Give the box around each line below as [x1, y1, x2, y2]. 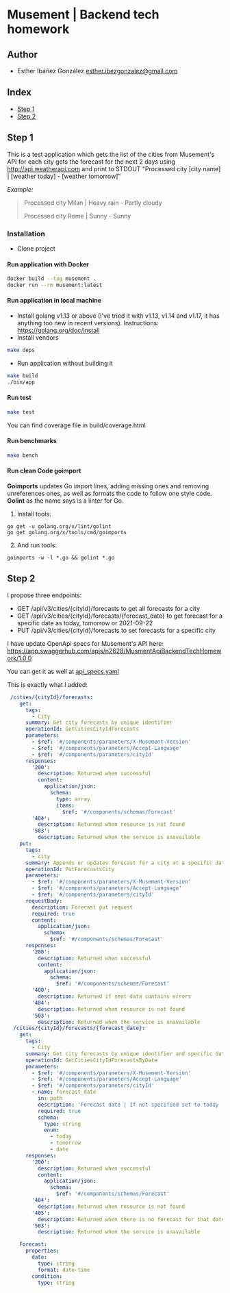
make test [7, 408, 36, 416]
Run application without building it [16, 359, 113, 367]
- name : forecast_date [31, 1089, 97, 1096]
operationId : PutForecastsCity [25, 866, 115, 873]
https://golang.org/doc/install [16, 326, 100, 335]
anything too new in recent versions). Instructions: [16, 319, 159, 327]
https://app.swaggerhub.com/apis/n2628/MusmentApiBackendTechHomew [7, 646, 222, 655]
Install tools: [16, 510, 51, 518]
